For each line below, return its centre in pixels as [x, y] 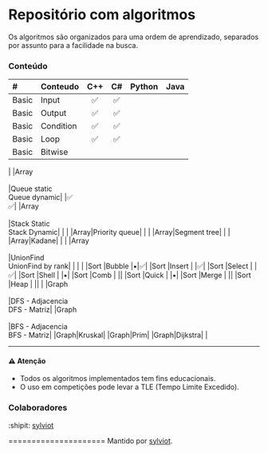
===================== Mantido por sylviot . [91, 440]
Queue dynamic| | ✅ [41, 197]
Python [144, 87]
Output [53, 113]
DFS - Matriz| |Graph [43, 310]
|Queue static [31, 189]
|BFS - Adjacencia [38, 327]
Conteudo [60, 87]
